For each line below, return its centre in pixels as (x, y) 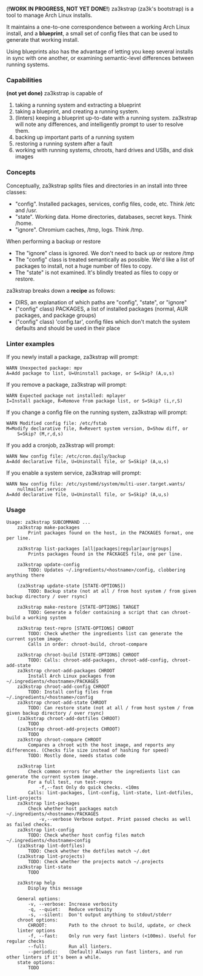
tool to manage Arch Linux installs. (49, 15)
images (24, 156)
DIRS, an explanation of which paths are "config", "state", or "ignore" (101, 302)
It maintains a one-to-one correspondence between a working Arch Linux (98, 27)
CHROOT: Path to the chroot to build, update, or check (109, 926)
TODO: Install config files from (70, 692)
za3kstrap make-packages (48, 528)
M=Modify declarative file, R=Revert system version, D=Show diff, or (97, 429)
